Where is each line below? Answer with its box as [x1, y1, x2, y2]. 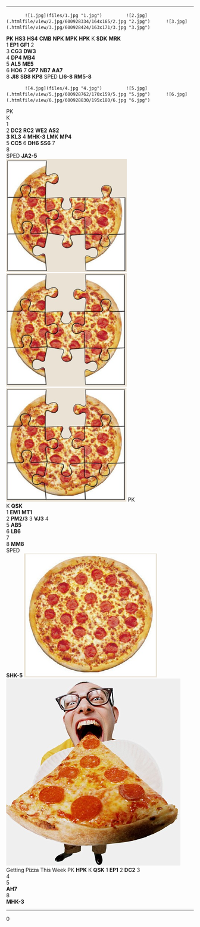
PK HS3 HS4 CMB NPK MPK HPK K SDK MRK [6, 35, 121, 42]
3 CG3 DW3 [6, 48, 36, 54]
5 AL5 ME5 [6, 60, 34, 67]
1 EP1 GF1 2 [6, 41, 35, 48]
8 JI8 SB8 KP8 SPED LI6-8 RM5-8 [6, 73, 92, 80]
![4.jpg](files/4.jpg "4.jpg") [24, 85, 102, 91]
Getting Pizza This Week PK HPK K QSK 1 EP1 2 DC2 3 [6, 867, 140, 873]
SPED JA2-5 [6, 152, 37, 159]
